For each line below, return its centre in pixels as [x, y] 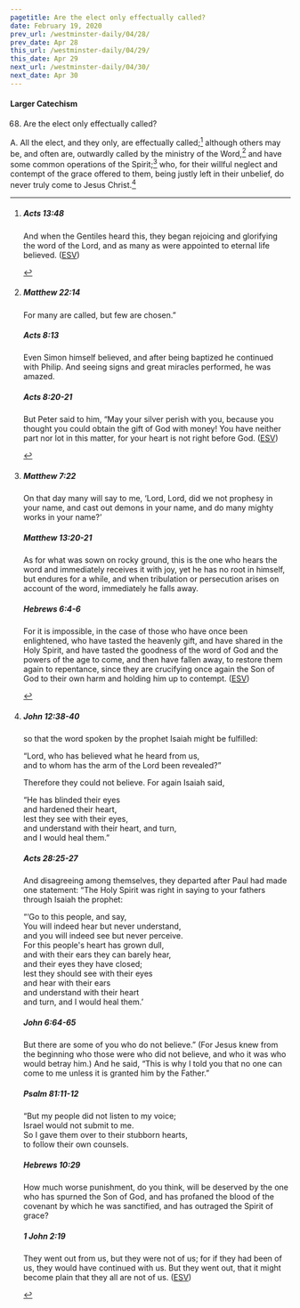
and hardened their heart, [70, 809]
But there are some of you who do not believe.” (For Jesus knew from [150, 1045]
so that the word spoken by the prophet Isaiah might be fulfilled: [140, 739]
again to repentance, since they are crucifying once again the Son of [149, 670]
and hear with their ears [67, 983]
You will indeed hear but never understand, [102, 926]
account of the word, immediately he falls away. [111, 589]
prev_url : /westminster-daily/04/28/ [80, 34]
